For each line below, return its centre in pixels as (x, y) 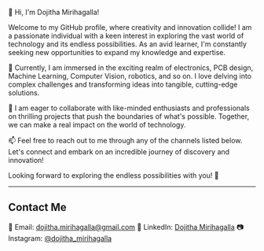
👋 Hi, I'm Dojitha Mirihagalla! (54, 12)
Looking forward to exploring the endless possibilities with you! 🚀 (114, 175)
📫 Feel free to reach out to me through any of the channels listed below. (125, 140)
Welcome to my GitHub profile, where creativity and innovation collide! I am (130, 27)
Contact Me (37, 207)
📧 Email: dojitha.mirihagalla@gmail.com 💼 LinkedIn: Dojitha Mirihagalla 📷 (126, 227)
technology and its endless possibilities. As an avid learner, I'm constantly (128, 44)
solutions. (24, 93)
